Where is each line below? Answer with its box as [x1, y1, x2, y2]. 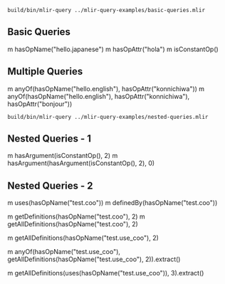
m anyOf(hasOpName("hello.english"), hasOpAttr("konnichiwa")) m [7, 84, 205, 93]
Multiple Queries [7, 65, 83, 78]
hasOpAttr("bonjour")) [7, 100, 73, 108]
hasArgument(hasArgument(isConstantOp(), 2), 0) [7, 159, 155, 167]
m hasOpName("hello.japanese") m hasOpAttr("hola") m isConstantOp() [7, 45, 219, 53]
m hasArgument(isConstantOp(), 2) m [7, 152, 118, 160]
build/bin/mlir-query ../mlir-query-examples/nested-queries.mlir [7, 113, 209, 120]
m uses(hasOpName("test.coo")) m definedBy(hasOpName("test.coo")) [7, 199, 218, 207]
